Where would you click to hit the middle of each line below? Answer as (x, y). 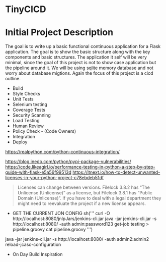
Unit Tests (23, 99)
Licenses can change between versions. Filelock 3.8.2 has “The (84, 187)
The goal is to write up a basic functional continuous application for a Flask (83, 46)
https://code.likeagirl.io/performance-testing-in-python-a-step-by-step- (80, 167)
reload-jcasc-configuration (33, 245)
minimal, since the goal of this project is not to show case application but (81, 63)
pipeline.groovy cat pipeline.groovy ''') (53, 229)
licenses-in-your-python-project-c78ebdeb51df (55, 178)
